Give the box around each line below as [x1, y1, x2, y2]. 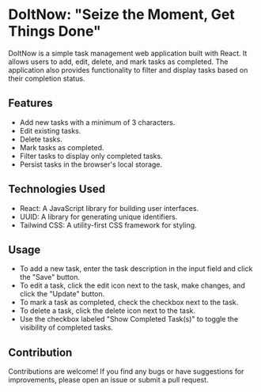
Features [8, 96, 53, 110]
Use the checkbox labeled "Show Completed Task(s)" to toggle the [19, 315, 239, 324]
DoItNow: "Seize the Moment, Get [8, 6, 236, 24]
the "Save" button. [19, 273, 81, 282]
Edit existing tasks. [19, 126, 81, 135]
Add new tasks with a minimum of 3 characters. [19, 117, 176, 127]
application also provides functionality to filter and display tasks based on [8, 65, 248, 74]
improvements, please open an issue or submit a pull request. [8, 375, 209, 385]
